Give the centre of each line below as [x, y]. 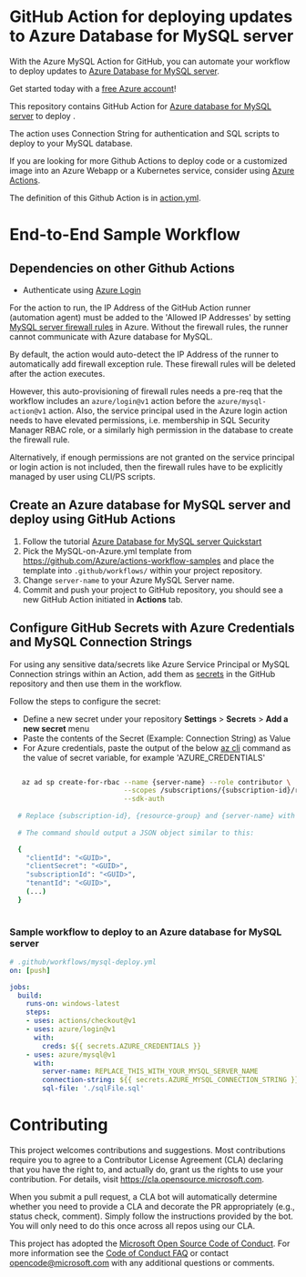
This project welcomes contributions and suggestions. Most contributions [148, 1150]
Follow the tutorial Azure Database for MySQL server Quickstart [142, 541]
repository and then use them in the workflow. [96, 684]
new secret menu [56, 728]
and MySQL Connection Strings [101, 642]
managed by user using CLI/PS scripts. [82, 476]
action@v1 [28, 411]
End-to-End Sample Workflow [125, 235]
